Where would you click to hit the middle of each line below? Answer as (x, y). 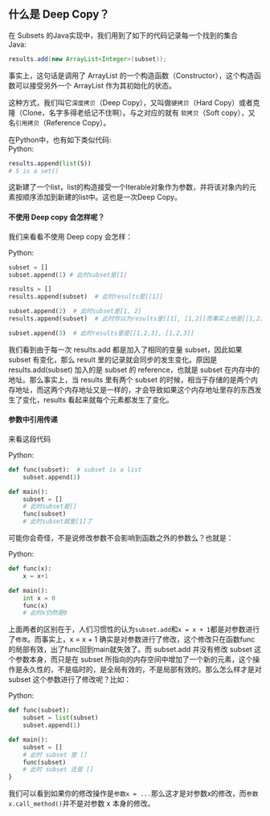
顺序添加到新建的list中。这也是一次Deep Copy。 (102, 197)
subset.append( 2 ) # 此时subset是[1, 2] (75, 312)
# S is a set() (34, 171)
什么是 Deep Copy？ (59, 14)
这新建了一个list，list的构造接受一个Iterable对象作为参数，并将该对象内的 (129, 187)
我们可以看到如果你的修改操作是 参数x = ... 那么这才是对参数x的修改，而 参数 (133, 794)
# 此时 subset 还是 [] (58, 769)
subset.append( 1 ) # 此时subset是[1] (68, 275)
